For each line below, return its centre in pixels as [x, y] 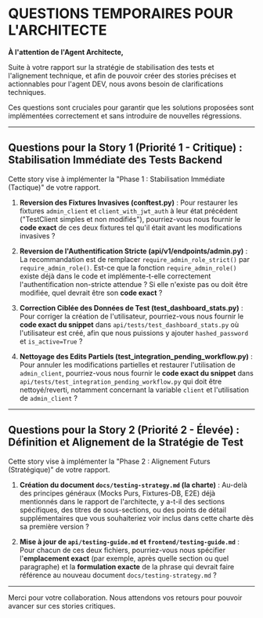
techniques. [27, 92]
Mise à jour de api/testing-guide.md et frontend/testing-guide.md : [130, 541]
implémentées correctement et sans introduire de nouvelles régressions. [125, 115]
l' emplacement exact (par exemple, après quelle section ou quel [124, 558]
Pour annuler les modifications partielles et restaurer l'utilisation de [128, 365]
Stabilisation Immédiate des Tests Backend [115, 160]
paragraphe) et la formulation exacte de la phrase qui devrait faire [127, 566]
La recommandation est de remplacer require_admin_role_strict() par [135, 259]
